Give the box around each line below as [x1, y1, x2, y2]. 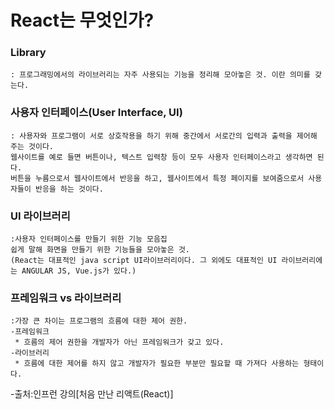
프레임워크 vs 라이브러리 [10, 291, 122, 305]
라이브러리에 [281, 256, 323, 266]
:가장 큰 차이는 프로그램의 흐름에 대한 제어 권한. [10, 316, 188, 326]
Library [10, 46, 47, 60]
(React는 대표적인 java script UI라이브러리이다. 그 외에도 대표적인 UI [10, 256, 278, 266]
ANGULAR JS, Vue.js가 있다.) [21, 266, 137, 276]
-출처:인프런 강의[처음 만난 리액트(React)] [10, 388, 174, 400]
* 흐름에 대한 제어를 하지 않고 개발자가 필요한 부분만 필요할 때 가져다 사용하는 [14, 359, 300, 369]
